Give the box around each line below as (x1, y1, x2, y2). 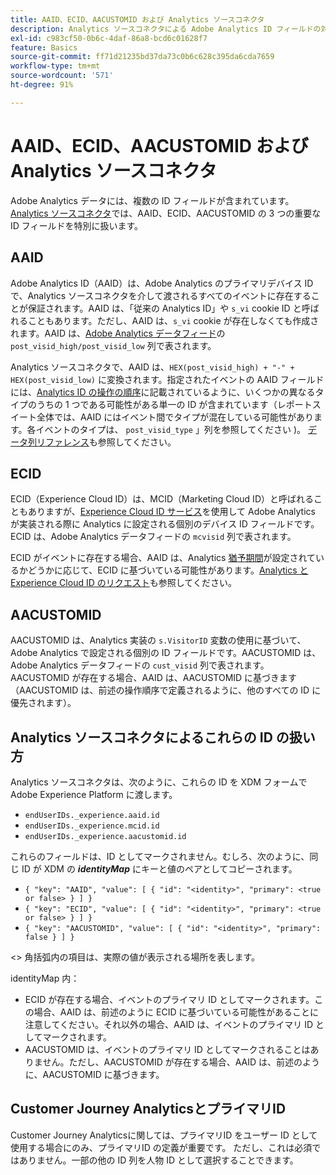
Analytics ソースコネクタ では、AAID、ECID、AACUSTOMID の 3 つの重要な (10, 207, 322, 219)
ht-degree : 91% (10, 80, 74, 90)
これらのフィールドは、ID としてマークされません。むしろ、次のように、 (10, 850, 310, 862)
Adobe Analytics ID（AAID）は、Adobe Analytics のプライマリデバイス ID (10, 277, 314, 289)
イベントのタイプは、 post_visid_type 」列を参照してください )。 (35, 423, 307, 435)
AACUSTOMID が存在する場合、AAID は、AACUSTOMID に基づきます (10, 672, 298, 684)
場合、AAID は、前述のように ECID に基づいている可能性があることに (33, 1006, 320, 1018)
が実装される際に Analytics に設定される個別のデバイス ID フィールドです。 (10, 518, 320, 530)
